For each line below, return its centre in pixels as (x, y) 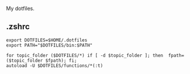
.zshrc (18, 27)
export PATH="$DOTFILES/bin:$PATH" (49, 45)
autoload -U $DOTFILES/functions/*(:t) (55, 66)
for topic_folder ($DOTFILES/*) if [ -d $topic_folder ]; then (85, 55)
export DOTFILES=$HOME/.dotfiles (47, 40)
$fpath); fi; (61, 61)
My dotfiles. (20, 8)
